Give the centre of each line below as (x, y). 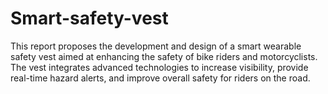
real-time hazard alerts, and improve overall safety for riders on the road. (160, 78)
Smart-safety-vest (89, 18)
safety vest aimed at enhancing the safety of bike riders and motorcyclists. (164, 56)
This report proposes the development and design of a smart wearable (156, 46)
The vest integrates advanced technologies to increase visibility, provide (159, 67)
